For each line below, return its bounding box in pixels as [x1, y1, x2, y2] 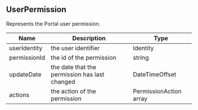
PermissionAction [133, 87, 181, 95]
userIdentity [9, 44, 43, 52]
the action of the [51, 87, 96, 95]
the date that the [51, 63, 97, 71]
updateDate [9, 70, 42, 78]
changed [51, 77, 75, 85]
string [133, 53, 149, 61]
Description [72, 34, 106, 42]
